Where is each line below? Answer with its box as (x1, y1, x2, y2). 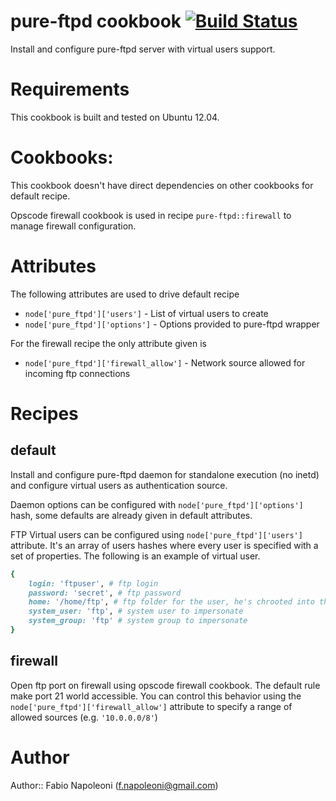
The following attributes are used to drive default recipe (10, 288, 240, 300)
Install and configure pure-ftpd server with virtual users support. (10, 43, 276, 55)
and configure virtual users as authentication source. (10, 479, 228, 491)
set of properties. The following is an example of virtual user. (10, 550, 261, 562)
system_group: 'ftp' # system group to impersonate (28, 616, 248, 626)
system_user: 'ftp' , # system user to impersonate (28, 606, 244, 617)
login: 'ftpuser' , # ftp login (28, 578, 159, 589)
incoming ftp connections (24, 367, 131, 379)
